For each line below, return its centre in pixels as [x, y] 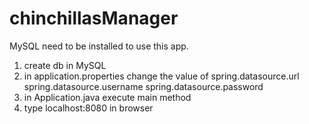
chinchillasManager [94, 18]
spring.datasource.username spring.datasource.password [143, 86]
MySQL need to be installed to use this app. [99, 46]
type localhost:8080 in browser [88, 108]
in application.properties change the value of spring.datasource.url [161, 76]
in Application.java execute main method [107, 97]
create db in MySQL [65, 65]
